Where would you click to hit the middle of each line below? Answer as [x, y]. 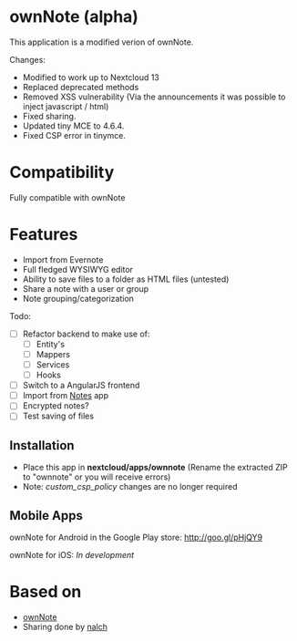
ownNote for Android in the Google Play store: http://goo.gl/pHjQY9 [136, 537]
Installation [42, 445]
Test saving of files [58, 416]
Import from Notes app [66, 396]
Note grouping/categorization [78, 298]
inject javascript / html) [66, 106]
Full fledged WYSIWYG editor [78, 269]
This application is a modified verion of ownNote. [102, 42]
